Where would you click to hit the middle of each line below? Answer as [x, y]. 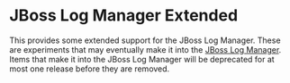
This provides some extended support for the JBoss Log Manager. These [145, 40]
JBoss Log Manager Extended [124, 16]
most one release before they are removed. [90, 69]
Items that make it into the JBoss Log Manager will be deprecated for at [142, 59]
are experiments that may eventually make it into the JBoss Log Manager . [145, 49]
